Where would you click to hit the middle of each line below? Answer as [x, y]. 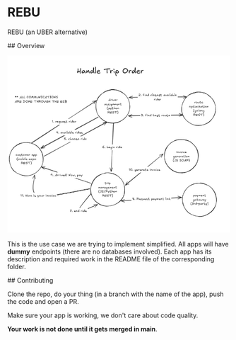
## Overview [26, 45]
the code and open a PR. [43, 301]
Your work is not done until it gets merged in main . [82, 329]
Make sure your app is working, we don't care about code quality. [103, 315]
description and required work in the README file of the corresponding [111, 259]
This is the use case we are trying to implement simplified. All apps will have [118, 244]
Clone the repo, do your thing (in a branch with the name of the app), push [116, 294]
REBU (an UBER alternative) [48, 32]
